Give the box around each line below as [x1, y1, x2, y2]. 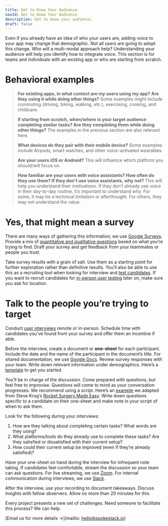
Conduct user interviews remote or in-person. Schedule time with [5, 325, 140, 332]
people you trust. [5, 249, 41, 255]
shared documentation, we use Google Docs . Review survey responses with [5, 356, 162, 362]
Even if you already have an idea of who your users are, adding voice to [5, 35, 153, 41]
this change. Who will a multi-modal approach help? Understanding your [5, 46, 155, 52]
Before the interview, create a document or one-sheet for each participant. [5, 346, 160, 352]
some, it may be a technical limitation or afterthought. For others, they [17, 194, 162, 200]
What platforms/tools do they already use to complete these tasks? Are [12, 434, 159, 440]
